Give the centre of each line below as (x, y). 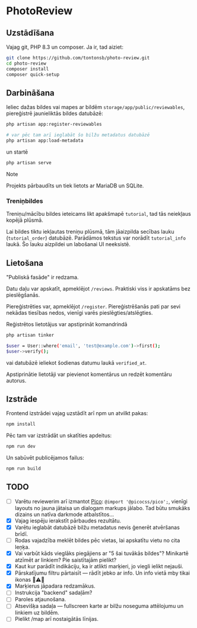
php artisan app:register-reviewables (54, 125)
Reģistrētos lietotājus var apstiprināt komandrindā (67, 324)
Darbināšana (30, 93)
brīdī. (21, 534)
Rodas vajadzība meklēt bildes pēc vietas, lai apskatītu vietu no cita (97, 540)
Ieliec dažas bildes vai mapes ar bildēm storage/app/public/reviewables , (96, 107)
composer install (28, 69)
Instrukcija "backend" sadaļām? (53, 593)
